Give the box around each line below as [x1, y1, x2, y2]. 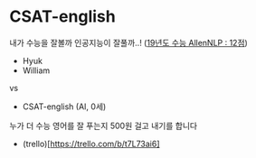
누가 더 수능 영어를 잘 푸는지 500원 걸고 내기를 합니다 [9, 120, 197, 131]
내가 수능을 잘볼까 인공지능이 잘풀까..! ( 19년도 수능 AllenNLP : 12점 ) [9, 37, 249, 48]
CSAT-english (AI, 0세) [22, 101, 107, 112]
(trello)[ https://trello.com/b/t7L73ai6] [22, 138, 160, 149]
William [22, 65, 51, 76]
